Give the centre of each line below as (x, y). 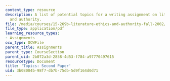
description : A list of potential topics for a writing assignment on (81, 15)
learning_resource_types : (32, 33)
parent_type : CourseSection (35, 52)
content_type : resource (30, 10)
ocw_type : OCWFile (25, 43)
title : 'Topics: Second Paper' (38, 66)
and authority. (26, 19)
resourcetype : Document (30, 61)
